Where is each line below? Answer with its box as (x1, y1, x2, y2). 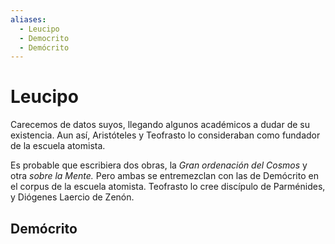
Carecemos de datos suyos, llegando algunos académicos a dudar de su (10, 119, 310, 131)
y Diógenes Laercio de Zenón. (10, 191, 135, 203)
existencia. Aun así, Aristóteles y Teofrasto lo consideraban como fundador (10, 129, 321, 141)
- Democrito (19, 33, 70, 43)
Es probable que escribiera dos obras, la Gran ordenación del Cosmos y (10, 159, 308, 171)
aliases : (10, 14, 47, 25)
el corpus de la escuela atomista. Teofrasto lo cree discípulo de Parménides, (10, 181, 326, 193)
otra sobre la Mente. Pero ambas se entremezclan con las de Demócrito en (10, 170, 319, 182)
